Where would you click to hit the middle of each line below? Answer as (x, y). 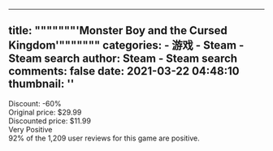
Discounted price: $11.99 (50, 121)
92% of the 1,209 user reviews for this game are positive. (104, 138)
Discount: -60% (35, 103)
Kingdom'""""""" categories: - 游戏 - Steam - (126, 45)
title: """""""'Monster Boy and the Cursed (118, 30)
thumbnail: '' (41, 84)
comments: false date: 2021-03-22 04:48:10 (124, 71)
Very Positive (30, 129)
